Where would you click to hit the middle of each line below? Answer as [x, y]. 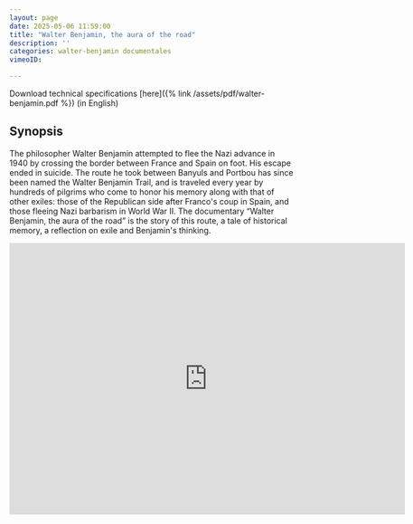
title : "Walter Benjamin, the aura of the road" [103, 34]
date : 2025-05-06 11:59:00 [60, 26]
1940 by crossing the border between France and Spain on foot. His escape [150, 163]
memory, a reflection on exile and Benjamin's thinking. [110, 230]
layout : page [34, 18]
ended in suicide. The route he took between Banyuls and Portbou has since [151, 172]
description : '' [40, 43]
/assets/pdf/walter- [229, 93]
